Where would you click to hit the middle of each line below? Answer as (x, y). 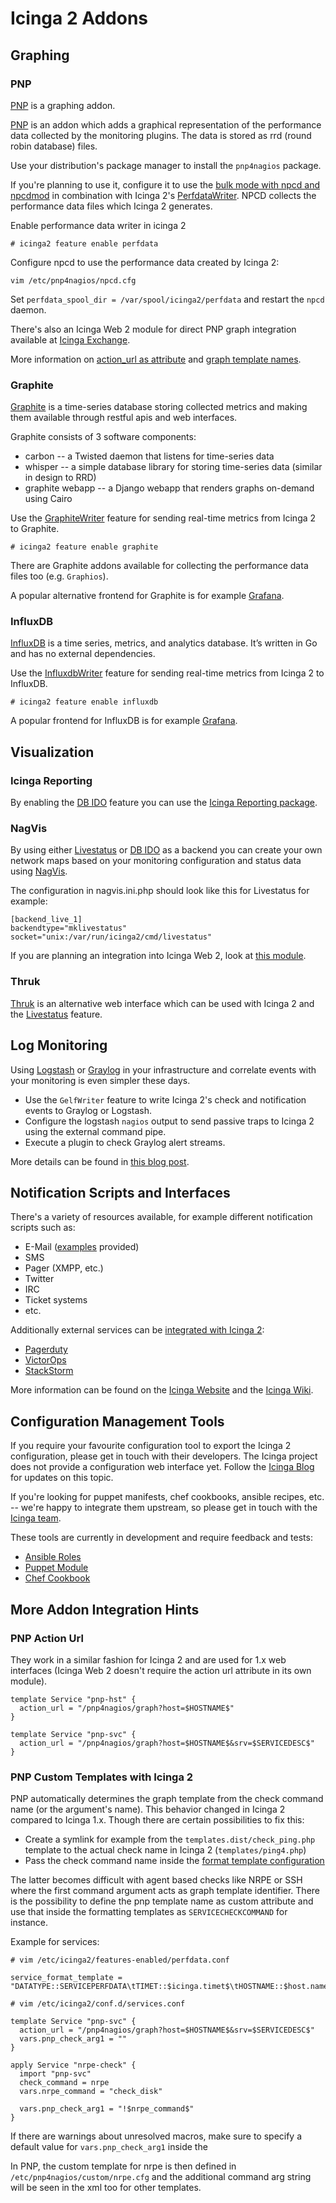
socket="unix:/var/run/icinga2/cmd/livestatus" (111, 937)
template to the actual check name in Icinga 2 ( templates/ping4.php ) (165, 1850)
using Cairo (48, 499)
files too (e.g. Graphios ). (59, 576)
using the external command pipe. (95, 1131)
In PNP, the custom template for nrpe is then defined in (123, 2166)
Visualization (52, 752)
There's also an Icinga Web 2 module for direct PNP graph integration (153, 329)
